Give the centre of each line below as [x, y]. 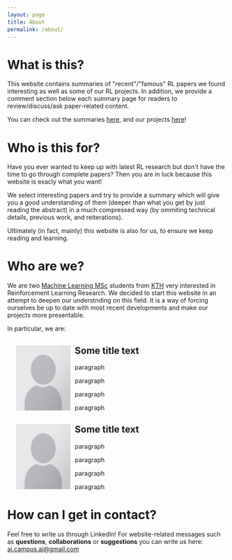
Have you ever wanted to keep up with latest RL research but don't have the [116, 167]
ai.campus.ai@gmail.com [43, 549]
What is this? [46, 64]
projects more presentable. [46, 315]
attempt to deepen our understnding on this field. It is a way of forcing [108, 301]
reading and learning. [38, 238]
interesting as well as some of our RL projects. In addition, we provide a [110, 91]
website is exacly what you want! [55, 182]
